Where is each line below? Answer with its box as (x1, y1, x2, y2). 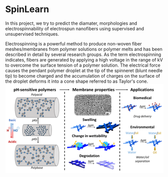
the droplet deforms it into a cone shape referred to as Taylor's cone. (5, 78, 148, 84)
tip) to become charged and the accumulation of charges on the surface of (5, 73, 160, 79)
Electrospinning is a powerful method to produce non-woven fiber (5, 40, 142, 46)
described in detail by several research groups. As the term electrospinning (5, 51, 161, 57)
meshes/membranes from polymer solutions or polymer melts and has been (5, 46, 162, 52)
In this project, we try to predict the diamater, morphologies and (5, 20, 137, 26)
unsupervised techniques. (5, 31, 59, 37)
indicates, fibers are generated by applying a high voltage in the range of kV (5, 56, 163, 63)
